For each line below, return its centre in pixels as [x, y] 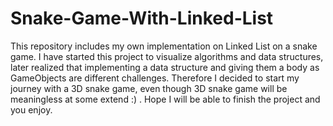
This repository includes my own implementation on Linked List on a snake [164, 46]
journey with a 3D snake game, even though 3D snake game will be [149, 88]
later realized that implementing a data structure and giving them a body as [165, 67]
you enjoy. [31, 109]
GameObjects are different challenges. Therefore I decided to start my [155, 78]
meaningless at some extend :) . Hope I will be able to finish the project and [165, 99]
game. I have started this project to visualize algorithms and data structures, [167, 56]
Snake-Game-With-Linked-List [142, 18]
